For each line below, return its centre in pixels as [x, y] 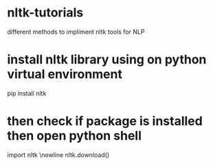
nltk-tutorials [45, 13]
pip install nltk [27, 93]
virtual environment [65, 74]
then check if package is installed [105, 121]
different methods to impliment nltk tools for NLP [76, 32]
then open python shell [75, 136]
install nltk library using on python [107, 60]
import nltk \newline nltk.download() [58, 155]
